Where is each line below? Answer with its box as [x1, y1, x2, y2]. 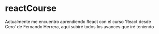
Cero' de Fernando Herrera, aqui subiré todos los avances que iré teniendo [5, 23, 154, 29]
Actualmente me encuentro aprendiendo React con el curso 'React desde [5, 19, 151, 24]
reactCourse [5, 3, 57, 14]
